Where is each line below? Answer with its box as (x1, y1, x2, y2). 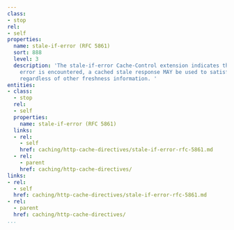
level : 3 (13, 56, 39, 63)
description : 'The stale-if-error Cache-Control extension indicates (13, 62, 219, 69)
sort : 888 (13, 49, 42, 56)
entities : (7, 82, 36, 89)
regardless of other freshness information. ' (19, 75, 157, 82)
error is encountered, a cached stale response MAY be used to (19, 68, 208, 75)
